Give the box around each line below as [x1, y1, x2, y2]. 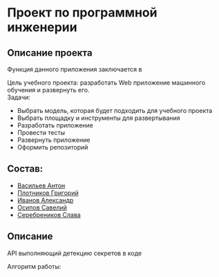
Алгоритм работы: [7, 262, 61, 270]
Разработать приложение [17, 121, 93, 129]
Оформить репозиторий [17, 143, 88, 151]
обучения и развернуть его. [7, 86, 90, 94]
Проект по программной [7, 5, 158, 21]
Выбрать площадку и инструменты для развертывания [17, 114, 181, 122]
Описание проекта [7, 47, 93, 59]
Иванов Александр [17, 196, 74, 204]
